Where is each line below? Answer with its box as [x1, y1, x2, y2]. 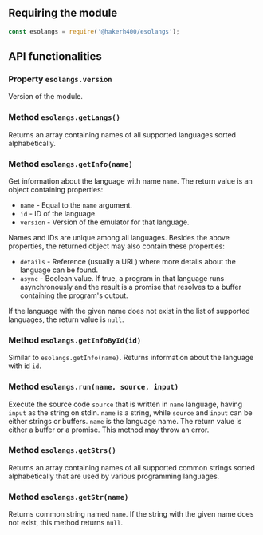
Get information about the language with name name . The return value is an [8, 176, 253, 186]
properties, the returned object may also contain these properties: [8, 241, 225, 251]
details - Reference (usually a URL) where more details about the [19, 256, 237, 266]
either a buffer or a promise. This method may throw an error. [8, 425, 210, 434]
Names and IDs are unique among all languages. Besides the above [8, 232, 230, 242]
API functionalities [8, 50, 102, 63]
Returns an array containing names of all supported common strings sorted [8, 462, 255, 472]
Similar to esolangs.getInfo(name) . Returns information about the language [8, 353, 254, 363]
